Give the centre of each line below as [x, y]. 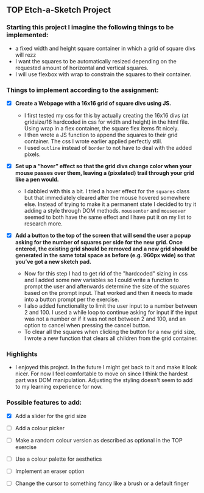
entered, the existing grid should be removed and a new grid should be [106, 249]
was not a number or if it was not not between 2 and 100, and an [105, 319]
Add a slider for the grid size [51, 416]
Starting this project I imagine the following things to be [90, 27]
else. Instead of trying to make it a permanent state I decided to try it [110, 204]
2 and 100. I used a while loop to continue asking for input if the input [111, 313]
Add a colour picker [40, 428]
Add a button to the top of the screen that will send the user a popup [103, 236]
